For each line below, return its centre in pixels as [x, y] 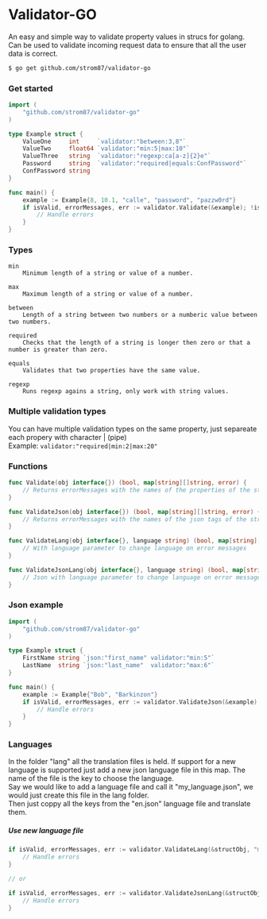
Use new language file [46, 831]
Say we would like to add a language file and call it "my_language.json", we [131, 787]
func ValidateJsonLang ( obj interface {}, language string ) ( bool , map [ [128, 570]
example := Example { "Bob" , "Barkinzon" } [90, 694]
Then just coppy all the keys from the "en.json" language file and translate [130, 804]
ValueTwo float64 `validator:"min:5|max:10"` [106, 149]
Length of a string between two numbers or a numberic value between [140, 315]
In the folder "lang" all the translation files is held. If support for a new [122, 762]
